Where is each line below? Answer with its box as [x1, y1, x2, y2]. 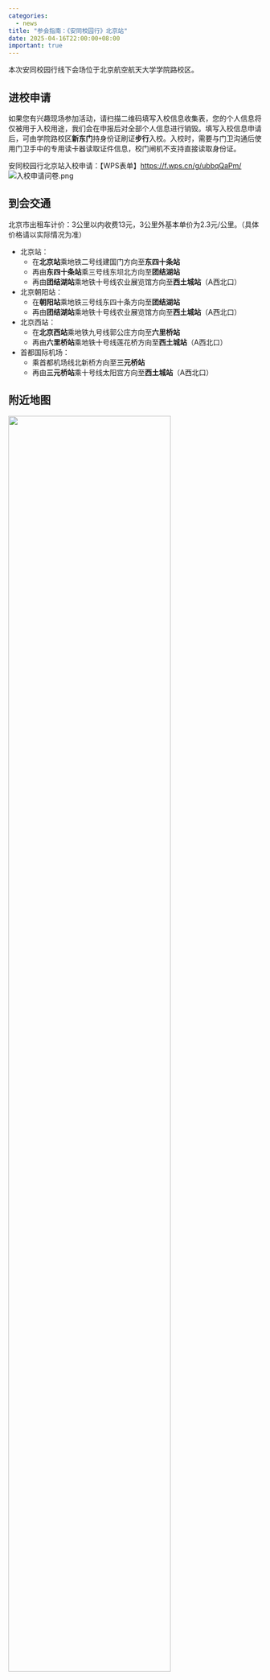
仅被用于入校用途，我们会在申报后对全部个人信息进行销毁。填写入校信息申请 [8, 123, 262, 133]
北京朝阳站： [19, 287, 63, 296]
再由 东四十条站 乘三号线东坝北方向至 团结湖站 [31, 266, 181, 276]
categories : [8, 11, 48, 20]
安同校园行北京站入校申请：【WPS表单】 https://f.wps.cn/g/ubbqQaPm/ [8, 160, 242, 170]
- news [15, 19, 38, 27]
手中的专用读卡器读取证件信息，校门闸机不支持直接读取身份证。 [29, 143, 241, 153]
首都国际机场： [19, 347, 70, 357]
